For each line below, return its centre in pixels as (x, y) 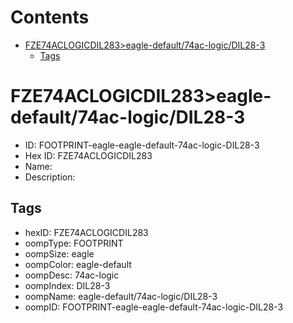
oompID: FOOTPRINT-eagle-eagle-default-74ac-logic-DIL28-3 (154, 307)
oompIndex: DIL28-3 (67, 285)
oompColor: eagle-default (78, 264)
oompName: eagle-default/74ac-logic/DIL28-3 (121, 296)
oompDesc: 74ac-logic (72, 275)
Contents (50, 17)
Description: (50, 177)
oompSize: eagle (59, 253)
